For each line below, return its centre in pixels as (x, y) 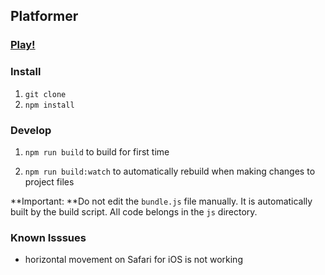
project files (49, 181)
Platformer (44, 16)
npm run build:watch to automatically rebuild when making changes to (170, 171)
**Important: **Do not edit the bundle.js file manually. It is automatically (161, 201)
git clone (45, 94)
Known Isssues (48, 237)
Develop (31, 130)
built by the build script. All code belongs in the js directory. (134, 211)
